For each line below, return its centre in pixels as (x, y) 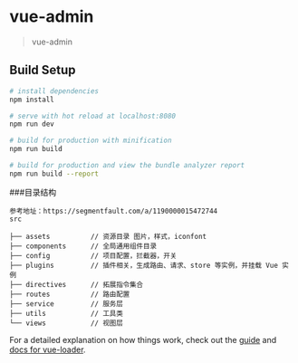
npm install (32, 100)
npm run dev (32, 124)
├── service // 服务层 (67, 304)
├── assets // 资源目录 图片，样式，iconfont (108, 236)
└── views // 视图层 (67, 323)
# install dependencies (54, 91)
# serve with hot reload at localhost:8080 (93, 116)
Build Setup (43, 70)
